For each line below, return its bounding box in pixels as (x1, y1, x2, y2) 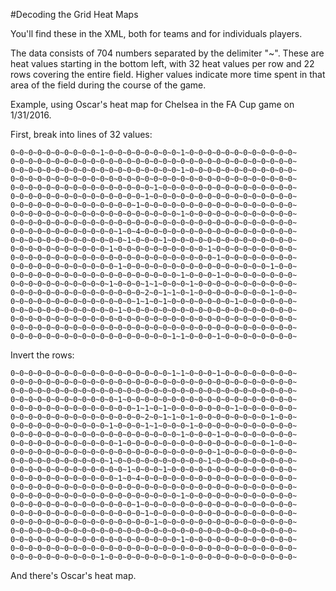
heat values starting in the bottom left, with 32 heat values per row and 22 (10, 58, 315, 69)
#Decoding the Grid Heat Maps (10, 9, 139, 20)
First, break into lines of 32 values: (10, 129, 153, 140)
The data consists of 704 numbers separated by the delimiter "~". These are (10, 47, 325, 59)
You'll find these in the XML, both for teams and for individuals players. (10, 28, 303, 39)
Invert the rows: (10, 349, 75, 361)
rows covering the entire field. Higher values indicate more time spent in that (10, 69, 326, 80)
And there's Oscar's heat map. (10, 570, 137, 581)
